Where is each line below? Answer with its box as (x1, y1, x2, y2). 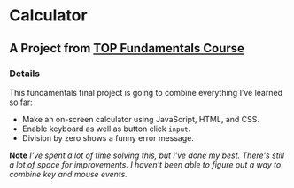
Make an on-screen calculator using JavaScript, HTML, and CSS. (21, 114, 259, 124)
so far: (9, 97, 33, 107)
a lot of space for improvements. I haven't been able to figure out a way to (9, 159, 282, 169)
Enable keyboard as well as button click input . (21, 123, 191, 134)
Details (9, 67, 41, 80)
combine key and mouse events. (9, 168, 128, 179)
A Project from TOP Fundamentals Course (9, 41, 245, 56)
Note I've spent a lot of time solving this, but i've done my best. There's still (9, 150, 285, 161)
